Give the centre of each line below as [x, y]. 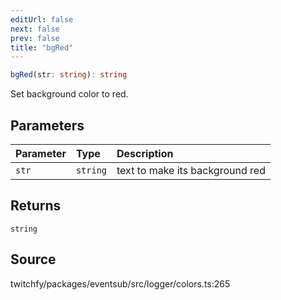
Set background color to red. [69, 94]
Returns [36, 206]
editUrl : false [42, 19]
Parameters [47, 125]
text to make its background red [191, 170]
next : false [35, 29]
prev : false [35, 38]
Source [33, 259]
